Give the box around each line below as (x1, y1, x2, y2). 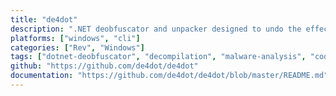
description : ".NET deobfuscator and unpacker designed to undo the (10, 24, 302, 34)
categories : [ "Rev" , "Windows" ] (10, 42, 145, 53)
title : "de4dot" (10, 14, 78, 25)
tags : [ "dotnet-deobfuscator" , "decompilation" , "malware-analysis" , (10, 52, 307, 62)
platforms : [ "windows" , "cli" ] (10, 33, 141, 43)
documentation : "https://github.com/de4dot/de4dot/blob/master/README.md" (10, 71, 329, 81)
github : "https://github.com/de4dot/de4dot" (10, 61, 199, 71)
